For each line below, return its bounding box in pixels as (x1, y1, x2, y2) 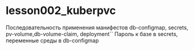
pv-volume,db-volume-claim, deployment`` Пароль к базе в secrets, (5, 30, 178, 37)
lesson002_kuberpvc (5, 4, 116, 18)
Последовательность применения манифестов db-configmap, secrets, (5, 24, 189, 31)
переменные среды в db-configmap (5, 37, 99, 44)
